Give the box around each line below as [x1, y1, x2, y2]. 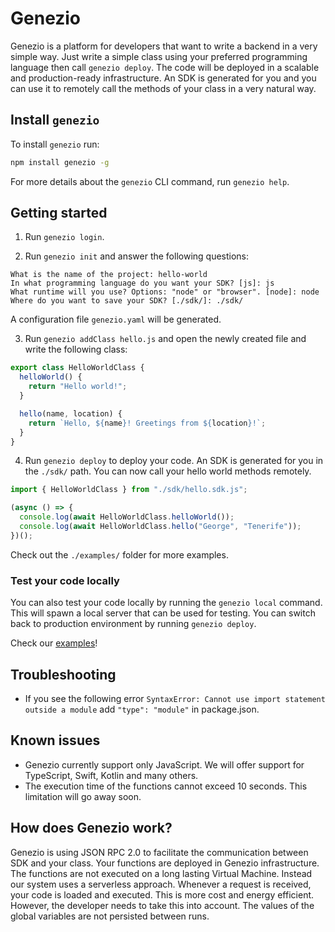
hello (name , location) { [19, 408, 123, 419]
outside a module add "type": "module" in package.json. [24, 703, 260, 715]
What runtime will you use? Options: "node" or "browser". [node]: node [10, 287, 320, 297]
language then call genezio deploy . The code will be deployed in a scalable [10, 61, 320, 73]
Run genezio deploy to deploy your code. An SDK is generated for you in [24, 455, 324, 467]
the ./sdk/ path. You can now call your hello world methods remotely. [24, 465, 312, 477]
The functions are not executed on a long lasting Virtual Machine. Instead [10, 867, 313, 879]
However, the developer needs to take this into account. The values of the [10, 899, 315, 911]
